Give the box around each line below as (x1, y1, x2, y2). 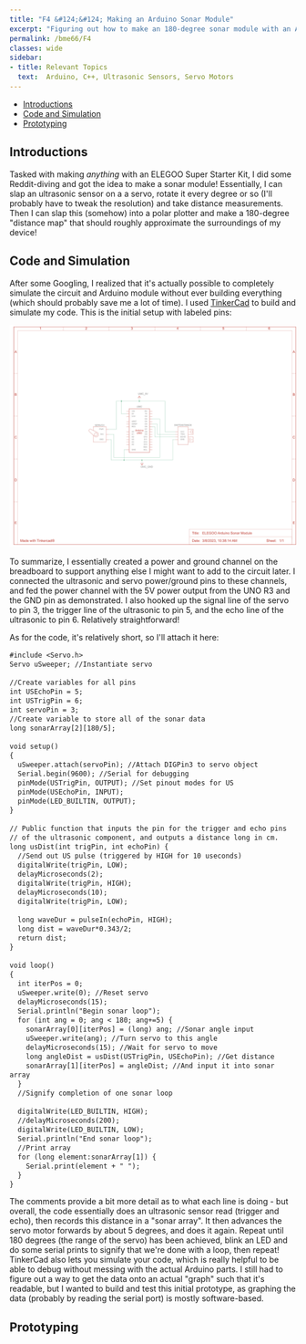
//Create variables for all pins (9, 678, 137, 688)
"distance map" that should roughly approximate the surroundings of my (9, 217, 281, 228)
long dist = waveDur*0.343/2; (17, 924, 132, 934)
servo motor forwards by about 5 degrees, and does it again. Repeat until (9, 1225, 284, 1236)
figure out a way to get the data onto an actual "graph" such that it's (9, 1274, 265, 1285)
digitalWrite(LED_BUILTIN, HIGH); (17, 1107, 148, 1117)
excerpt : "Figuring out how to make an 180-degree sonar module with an (9, 24, 291, 34)
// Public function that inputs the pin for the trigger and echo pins (9, 824, 287, 834)
